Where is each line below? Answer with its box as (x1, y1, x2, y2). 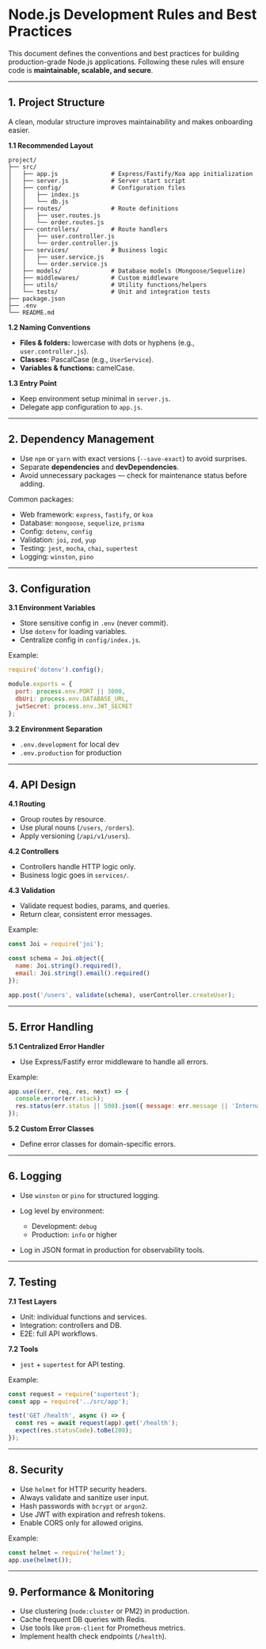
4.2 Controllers (8, 846, 59, 857)
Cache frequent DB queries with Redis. (19, 1615, 146, 1624)
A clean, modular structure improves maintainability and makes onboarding (8, 116, 253, 126)
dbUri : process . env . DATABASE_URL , (15, 695, 129, 703)
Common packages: (8, 494, 74, 504)
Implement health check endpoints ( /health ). (19, 1632, 167, 1641)
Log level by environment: (19, 1206, 104, 1216)
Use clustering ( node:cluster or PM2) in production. (19, 1606, 190, 1616)
